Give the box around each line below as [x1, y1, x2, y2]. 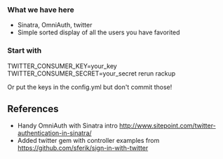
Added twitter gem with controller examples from [17, 137, 160, 145]
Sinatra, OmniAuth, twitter [17, 21, 93, 29]
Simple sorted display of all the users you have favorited [17, 28, 180, 36]
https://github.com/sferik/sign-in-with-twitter [17, 144, 149, 152]
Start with [7, 46, 42, 55]
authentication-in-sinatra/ [17, 129, 93, 137]
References [7, 103, 59, 115]
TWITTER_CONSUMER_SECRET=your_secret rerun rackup [7, 69, 176, 78]
